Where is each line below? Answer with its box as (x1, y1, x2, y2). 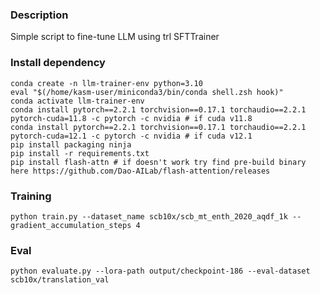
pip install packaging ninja (10, 139, 132, 150)
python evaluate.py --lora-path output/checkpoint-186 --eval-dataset (10, 266, 311, 277)
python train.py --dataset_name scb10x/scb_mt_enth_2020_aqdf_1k (10, 211, 288, 222)
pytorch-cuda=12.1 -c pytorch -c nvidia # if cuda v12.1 (10, 131, 253, 141)
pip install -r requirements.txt (10, 148, 150, 158)
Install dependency (10, 56, 106, 70)
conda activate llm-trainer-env (10, 96, 145, 106)
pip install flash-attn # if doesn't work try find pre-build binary (10, 157, 307, 167)
